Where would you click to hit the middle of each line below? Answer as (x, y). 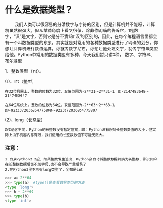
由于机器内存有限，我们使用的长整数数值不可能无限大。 (59, 135)
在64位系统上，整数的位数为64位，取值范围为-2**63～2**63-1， (61, 105)
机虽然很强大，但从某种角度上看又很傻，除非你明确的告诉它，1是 (70, 30)
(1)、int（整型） (21, 81)
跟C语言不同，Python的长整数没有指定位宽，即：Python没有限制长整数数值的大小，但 (79, 130)
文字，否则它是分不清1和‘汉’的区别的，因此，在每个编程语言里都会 (92, 36)
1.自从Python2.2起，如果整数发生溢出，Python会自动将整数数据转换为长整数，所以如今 (81, 160)
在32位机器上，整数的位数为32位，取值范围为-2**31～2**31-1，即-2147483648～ (77, 91)
